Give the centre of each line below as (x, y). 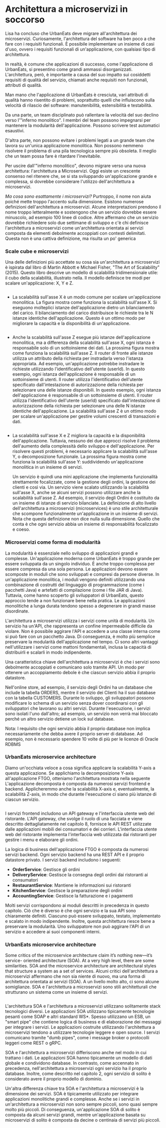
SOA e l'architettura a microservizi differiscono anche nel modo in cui (76, 1053)
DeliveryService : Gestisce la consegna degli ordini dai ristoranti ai (80, 874)
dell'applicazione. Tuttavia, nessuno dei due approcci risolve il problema (86, 441)
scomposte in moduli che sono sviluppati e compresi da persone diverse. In (82, 574)
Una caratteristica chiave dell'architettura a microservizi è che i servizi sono (83, 662)
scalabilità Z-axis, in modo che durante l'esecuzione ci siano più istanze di (81, 794)
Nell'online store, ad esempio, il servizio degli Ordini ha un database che (79, 687)
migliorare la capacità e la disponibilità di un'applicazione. (71, 324)
